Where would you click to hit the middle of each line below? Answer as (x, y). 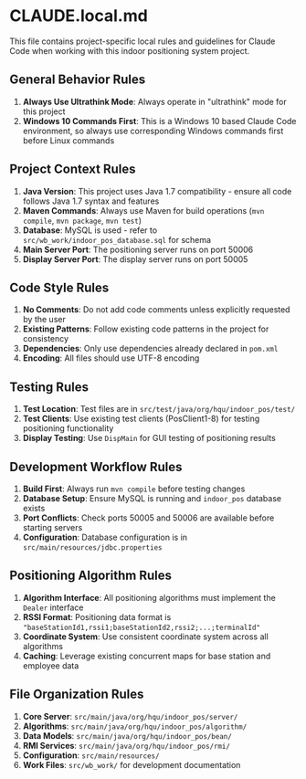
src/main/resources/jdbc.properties (92, 548)
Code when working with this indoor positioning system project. (129, 50)
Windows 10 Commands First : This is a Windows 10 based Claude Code (159, 121)
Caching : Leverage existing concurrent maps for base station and (147, 656)
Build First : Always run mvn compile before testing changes (134, 489)
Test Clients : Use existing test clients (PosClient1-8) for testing (141, 419)
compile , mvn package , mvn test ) (82, 220)
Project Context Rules (73, 169)
